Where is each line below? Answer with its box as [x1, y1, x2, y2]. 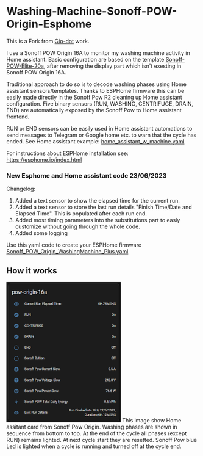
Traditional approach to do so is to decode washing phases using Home [6, 81, 187, 88]
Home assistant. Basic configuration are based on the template [6, 56, 165, 63]
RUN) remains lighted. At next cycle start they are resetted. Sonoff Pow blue [6, 436, 197, 444]
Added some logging [15, 230, 68, 237]
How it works [6, 266, 57, 276]
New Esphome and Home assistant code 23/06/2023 [6, 171, 167, 179]
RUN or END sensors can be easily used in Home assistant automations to [6, 125, 193, 132]
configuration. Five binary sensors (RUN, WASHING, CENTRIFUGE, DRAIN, [6, 100, 194, 107]
